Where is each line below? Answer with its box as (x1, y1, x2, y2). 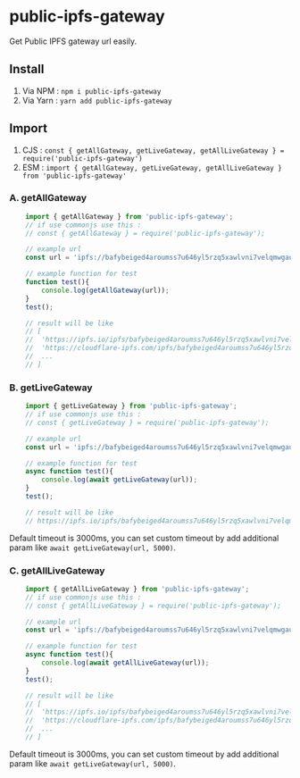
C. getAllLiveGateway (9, 565, 105, 577)
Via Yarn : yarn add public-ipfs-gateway (21, 95, 172, 105)
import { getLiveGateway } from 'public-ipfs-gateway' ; (25, 402, 238, 411)
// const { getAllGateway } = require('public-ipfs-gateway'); (25, 229, 266, 238)
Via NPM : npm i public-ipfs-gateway (21, 85, 162, 96)
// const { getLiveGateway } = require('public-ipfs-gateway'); (25, 418, 270, 427)
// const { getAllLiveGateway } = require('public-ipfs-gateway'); (25, 601, 281, 610)
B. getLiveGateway (9, 381, 93, 394)
